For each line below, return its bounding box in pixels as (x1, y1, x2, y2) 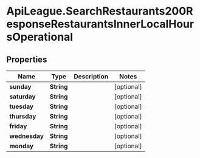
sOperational (6, 30, 74, 44)
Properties (6, 54, 47, 64)
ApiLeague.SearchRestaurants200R (6, 4, 193, 18)
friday (9, 122, 27, 130)
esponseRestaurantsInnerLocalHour (6, 17, 195, 31)
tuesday (9, 102, 34, 111)
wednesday (9, 132, 44, 140)
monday (9, 142, 34, 150)
